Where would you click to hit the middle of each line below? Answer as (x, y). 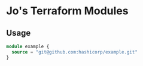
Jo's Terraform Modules (67, 11)
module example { (28, 46)
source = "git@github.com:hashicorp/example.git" (74, 52)
